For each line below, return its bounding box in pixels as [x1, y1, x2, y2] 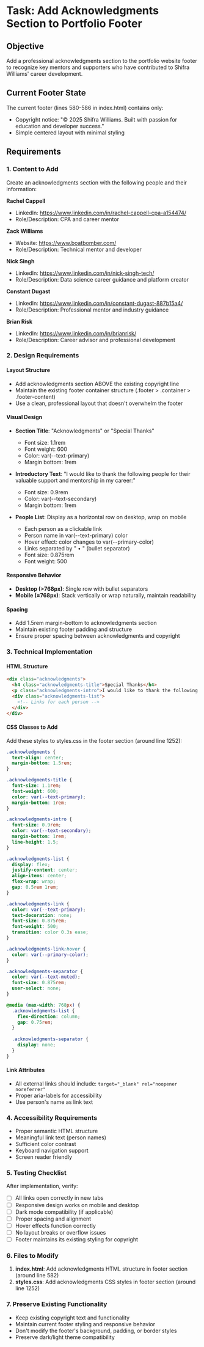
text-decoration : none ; [12, 912, 72, 918]
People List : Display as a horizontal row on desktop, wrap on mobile [15, 513, 187, 520]
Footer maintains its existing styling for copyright [15, 1235, 139, 1243]
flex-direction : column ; [17, 1013, 81, 1020]
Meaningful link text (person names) [15, 1134, 107, 1141]
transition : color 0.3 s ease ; [12, 929, 89, 935]
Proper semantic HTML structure [15, 1128, 98, 1135]
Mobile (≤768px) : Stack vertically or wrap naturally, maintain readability [15, 592, 197, 599]
